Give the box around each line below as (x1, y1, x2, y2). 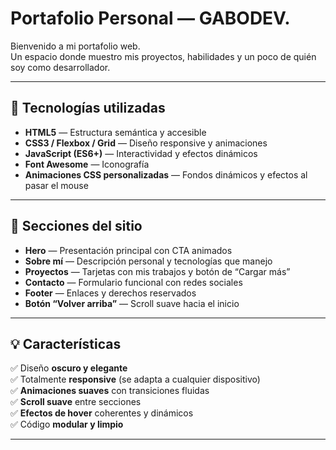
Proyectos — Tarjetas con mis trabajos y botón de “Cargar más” (24, 265, 291, 277)
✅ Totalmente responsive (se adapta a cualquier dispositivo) (10, 373, 261, 386)
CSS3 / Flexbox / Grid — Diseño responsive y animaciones (24, 137, 268, 149)
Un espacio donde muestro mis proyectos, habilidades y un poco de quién (10, 50, 317, 62)
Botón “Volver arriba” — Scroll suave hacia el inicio (24, 297, 240, 309)
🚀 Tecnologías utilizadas (10, 100, 166, 117)
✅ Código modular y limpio (10, 418, 124, 431)
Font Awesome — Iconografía (24, 158, 150, 170)
